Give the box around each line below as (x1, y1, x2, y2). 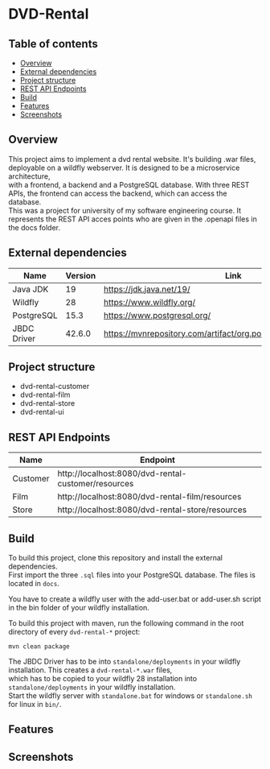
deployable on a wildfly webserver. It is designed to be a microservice (8, 163, 240, 172)
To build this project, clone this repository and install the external (8, 553, 223, 563)
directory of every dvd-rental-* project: (8, 627, 141, 637)
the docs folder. (8, 222, 60, 232)
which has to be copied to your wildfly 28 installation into (8, 674, 198, 684)
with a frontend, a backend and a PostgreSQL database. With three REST (8, 180, 250, 189)
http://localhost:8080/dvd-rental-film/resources (57, 491, 242, 502)
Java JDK (12, 283, 49, 295)
